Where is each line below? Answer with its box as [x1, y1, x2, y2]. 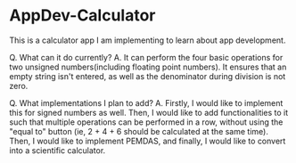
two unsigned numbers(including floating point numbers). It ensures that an [9, 61, 287, 72]
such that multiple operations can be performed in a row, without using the [9, 117, 284, 127]
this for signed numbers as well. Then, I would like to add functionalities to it [9, 107, 289, 118]
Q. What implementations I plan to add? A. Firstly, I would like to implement [9, 97, 284, 108]
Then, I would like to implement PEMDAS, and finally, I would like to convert [9, 135, 286, 146]
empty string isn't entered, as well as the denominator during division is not [9, 70, 286, 81]
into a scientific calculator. [9, 144, 106, 156]
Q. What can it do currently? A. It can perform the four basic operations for [9, 52, 284, 62]
